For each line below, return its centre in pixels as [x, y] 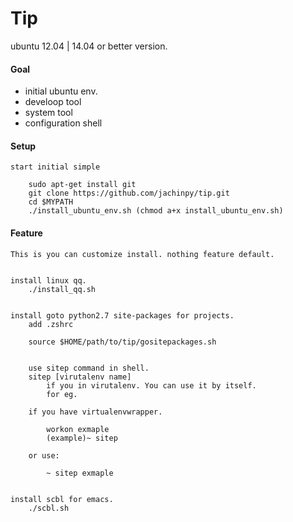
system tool [48, 113]
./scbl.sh [49, 508]
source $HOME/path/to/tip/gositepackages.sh [122, 342]
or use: [44, 455]
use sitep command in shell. [89, 368]
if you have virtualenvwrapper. [95, 412]
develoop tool [53, 102]
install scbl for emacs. [62, 499]
